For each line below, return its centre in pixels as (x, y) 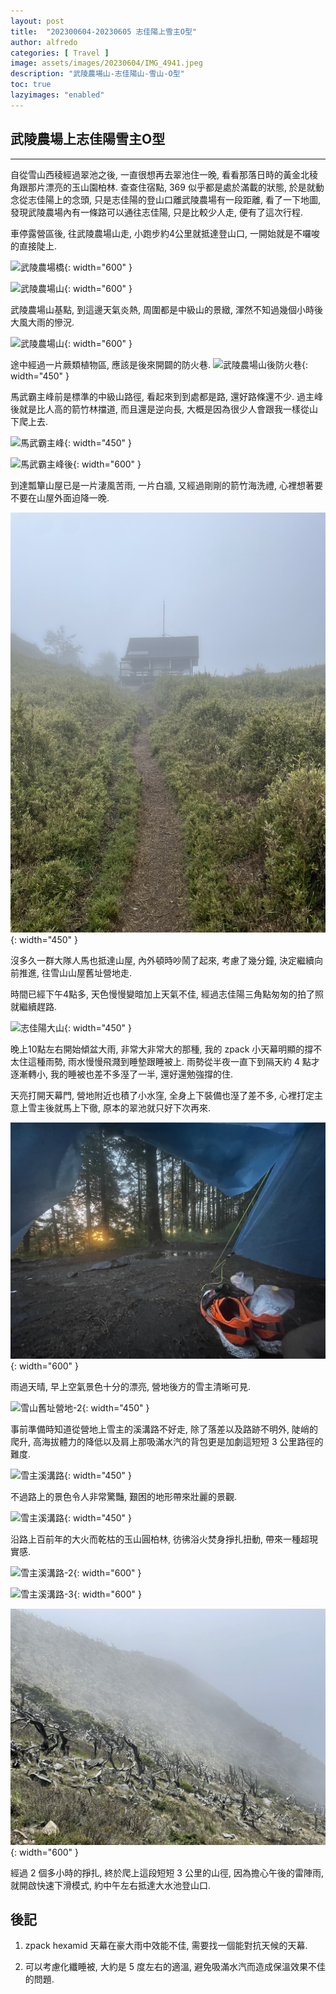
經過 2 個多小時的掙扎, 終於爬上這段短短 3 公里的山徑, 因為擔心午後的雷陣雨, (167, 1872)
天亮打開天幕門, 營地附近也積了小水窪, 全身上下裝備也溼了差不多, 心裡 (153, 1095)
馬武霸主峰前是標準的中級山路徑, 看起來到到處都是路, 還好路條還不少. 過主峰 (166, 396)
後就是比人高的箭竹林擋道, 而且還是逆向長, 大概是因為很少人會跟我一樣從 (160, 409)
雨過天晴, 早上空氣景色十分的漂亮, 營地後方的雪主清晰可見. (130, 1386)
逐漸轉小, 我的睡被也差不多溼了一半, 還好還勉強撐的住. (121, 1074)
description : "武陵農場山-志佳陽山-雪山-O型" (97, 74)
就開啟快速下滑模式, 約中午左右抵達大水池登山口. (111, 1885)
